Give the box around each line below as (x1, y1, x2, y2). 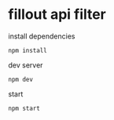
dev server (8, 60, 43, 70)
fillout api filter (8, 5, 106, 24)
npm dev (8, 75, 34, 83)
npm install (8, 46, 47, 54)
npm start (8, 104, 41, 112)
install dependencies (8, 31, 75, 41)
